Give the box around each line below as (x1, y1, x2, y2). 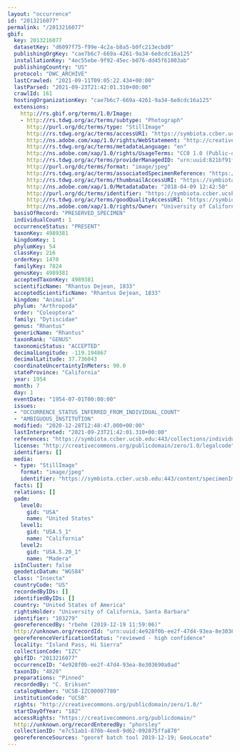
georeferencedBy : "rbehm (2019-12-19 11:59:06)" (14, 621, 161, 628)
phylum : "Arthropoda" (14, 303, 79, 310)
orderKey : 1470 (14, 256, 59, 264)
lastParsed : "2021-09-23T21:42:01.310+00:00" (14, 84, 152, 91)
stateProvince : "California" (14, 369, 101, 376)
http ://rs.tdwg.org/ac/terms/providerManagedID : (26, 156, 174, 164)
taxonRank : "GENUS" (14, 336, 72, 343)
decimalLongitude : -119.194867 (14, 349, 107, 356)
